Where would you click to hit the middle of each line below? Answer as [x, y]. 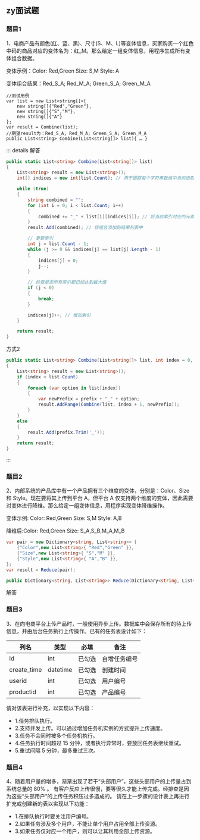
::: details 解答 [23, 150]
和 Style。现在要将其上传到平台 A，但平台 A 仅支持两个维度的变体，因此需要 [100, 498]
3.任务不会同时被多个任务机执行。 [56, 735]
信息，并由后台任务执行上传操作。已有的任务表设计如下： [76, 631]
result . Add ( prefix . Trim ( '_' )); [66, 432]
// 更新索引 [40, 239]
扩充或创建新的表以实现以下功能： [48, 804]
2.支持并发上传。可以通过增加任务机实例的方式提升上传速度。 [90, 728]
